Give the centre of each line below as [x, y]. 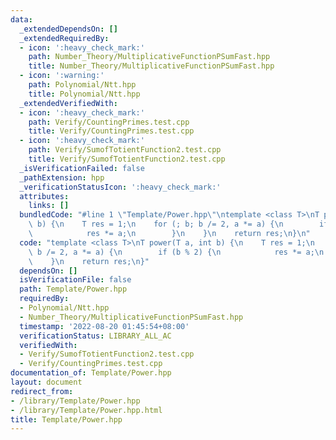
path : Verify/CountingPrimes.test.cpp [109, 122]
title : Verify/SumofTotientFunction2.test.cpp [127, 159]
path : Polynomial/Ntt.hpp [82, 85]
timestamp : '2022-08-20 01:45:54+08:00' [104, 326]
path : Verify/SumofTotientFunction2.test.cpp [125, 150]
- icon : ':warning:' [62, 76]
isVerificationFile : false [75, 280]
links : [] [49, 206]
